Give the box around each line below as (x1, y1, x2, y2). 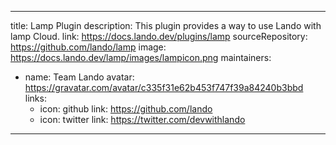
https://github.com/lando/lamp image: (10, 41, 167, 53)
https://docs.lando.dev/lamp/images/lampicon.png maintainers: (10, 52, 272, 63)
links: (24, 92, 47, 104)
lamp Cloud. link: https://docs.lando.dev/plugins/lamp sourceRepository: (10, 31, 308, 42)
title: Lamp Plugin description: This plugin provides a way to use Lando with (10, 20, 322, 31)
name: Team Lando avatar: (24, 71, 135, 83)
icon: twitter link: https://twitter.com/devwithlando (39, 114, 246, 125)
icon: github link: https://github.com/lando (39, 103, 213, 115)
